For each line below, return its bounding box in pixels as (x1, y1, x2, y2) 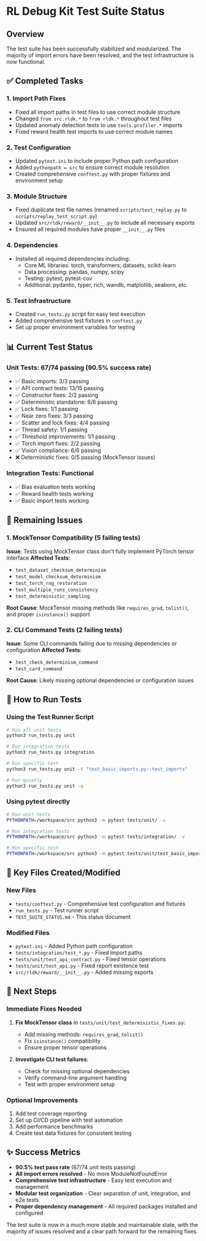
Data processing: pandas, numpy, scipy (24, 268, 124, 275)
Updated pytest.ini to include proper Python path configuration (15, 157, 179, 164)
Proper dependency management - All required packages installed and (15, 1202, 197, 1210)
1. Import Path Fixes (6, 94, 66, 103)
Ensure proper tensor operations (24, 1043, 107, 1051)
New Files (6, 886, 37, 895)
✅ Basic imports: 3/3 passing (15, 377, 90, 385)
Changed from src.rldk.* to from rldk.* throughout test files (15, 115, 172, 122)
